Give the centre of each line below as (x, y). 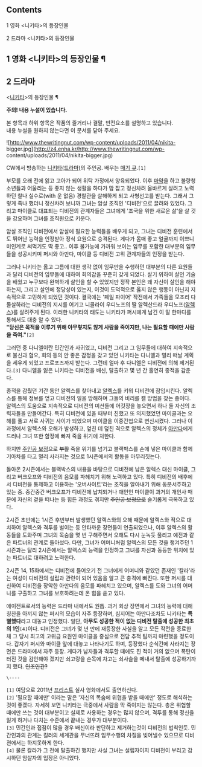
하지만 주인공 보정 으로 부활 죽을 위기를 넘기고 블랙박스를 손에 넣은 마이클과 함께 (99, 449)
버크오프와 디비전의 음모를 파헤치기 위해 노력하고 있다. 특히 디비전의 (97, 477)
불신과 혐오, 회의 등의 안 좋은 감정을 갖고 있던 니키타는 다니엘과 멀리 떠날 (97, 355)
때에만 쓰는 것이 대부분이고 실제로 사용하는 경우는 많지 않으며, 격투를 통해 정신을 (100, 713)
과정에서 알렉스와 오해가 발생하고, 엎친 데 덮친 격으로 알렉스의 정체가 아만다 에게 (99, 429)
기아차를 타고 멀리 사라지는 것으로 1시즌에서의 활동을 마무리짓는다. (84, 456)
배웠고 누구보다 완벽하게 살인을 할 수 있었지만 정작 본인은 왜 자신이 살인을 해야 (104, 282)
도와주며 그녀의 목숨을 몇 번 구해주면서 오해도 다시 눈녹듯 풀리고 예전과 (105, 535)
